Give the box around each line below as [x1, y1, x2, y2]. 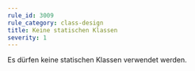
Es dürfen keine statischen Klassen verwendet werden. [7, 55, 187, 65]
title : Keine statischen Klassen [7, 26, 118, 34]
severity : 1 [7, 33, 47, 42]
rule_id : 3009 [7, 11, 55, 20]
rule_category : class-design [7, 19, 104, 27]
